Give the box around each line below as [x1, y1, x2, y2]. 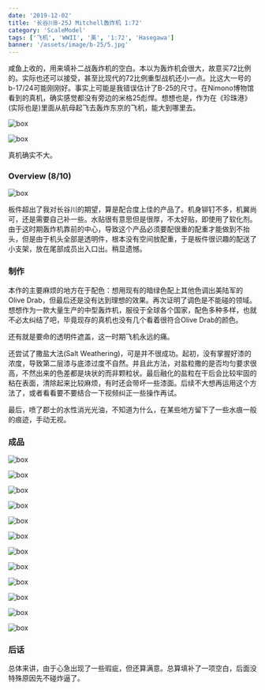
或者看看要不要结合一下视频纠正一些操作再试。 [28, 388, 181, 397]
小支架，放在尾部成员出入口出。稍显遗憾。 [8, 244, 147, 253]
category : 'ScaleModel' [8, 26, 87, 34]
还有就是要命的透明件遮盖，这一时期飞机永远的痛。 [8, 332, 174, 341]
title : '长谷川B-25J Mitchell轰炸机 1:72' [8, 19, 143, 27]
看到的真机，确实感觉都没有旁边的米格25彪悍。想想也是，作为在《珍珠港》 [8, 93, 252, 103]
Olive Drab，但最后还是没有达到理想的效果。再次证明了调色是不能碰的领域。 [8, 295, 256, 305]
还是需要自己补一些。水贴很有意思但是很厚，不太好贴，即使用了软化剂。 [21, 215, 257, 224]
